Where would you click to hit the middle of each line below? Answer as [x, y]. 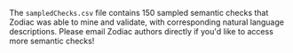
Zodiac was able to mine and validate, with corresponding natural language [146, 22]
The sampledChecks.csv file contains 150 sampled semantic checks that [139, 13]
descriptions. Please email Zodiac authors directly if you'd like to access [141, 31]
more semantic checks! [52, 41]
